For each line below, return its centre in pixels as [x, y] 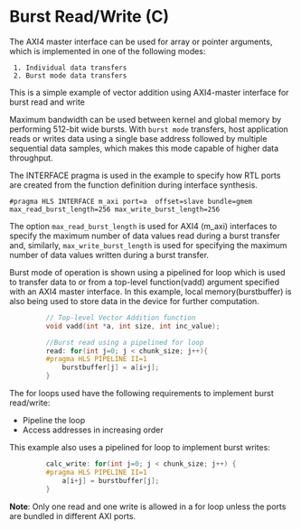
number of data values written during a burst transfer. [109, 255]
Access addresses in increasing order [93, 430]
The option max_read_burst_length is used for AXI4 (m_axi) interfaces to [143, 226]
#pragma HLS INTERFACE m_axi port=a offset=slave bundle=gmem [131, 201]
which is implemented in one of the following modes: [108, 51]
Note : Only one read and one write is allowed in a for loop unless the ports [148, 506]
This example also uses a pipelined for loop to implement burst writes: [140, 448]
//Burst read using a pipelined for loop [125, 342]
